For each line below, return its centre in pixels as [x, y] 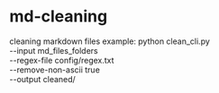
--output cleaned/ [43, 79]
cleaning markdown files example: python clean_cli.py [109, 41]
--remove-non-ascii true [55, 70]
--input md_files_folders [54, 50]
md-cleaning [59, 17]
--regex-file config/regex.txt [62, 60]
